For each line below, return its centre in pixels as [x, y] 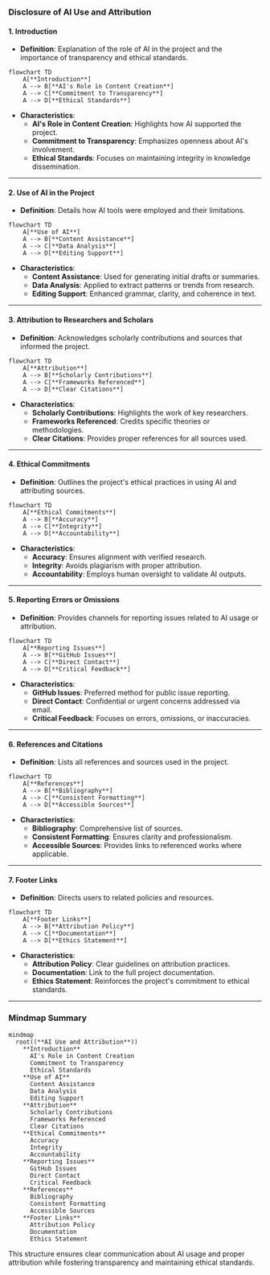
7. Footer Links [33, 879]
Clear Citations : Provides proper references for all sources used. [139, 438]
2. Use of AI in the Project [51, 192]
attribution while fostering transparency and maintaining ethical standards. [131, 1262]
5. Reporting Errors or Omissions [64, 600]
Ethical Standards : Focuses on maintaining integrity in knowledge [141, 158]
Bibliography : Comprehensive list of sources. [107, 828]
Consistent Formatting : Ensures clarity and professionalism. [132, 837]
